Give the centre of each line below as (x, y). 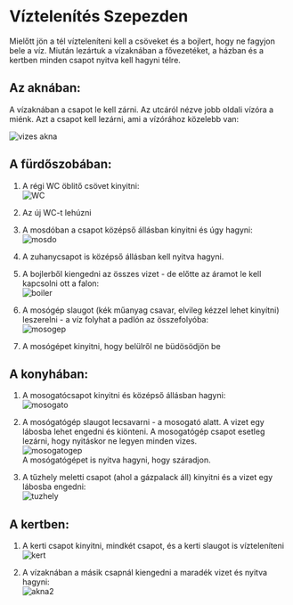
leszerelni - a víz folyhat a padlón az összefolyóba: (115, 319)
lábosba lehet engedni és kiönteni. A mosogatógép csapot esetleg (143, 432)
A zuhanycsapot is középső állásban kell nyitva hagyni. (123, 257)
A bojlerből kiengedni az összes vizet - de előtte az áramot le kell (142, 274)
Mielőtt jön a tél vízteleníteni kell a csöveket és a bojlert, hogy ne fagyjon (142, 41)
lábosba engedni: (54, 486)
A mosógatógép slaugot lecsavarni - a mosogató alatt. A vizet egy (143, 422)
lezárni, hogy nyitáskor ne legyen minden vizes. (110, 441)
